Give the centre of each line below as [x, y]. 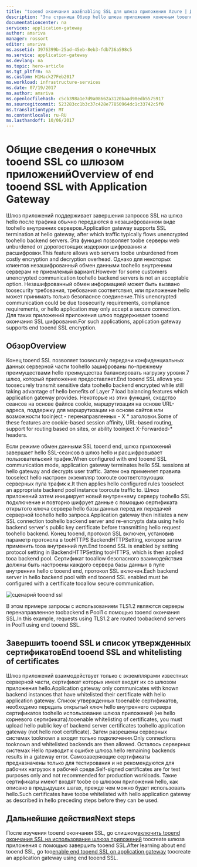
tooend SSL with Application [77, 187]
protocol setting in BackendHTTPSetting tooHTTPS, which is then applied [95, 552]
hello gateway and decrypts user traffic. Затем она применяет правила [93, 471]
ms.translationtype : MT [35, 110]
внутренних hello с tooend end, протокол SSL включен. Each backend [92, 571]
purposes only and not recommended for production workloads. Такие [91, 775]
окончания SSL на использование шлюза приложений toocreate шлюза [96, 839]
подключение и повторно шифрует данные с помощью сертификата [92, 502]
